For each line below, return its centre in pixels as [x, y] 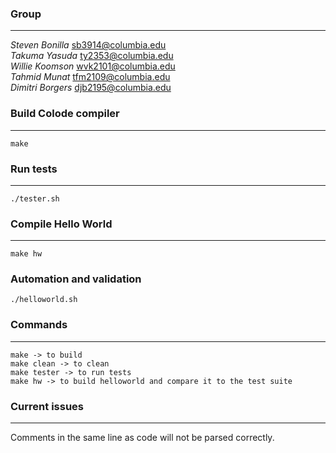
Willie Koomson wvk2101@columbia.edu [93, 66]
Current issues [47, 406]
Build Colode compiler [65, 114]
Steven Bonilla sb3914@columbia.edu [88, 45]
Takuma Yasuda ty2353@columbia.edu [92, 56]
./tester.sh [35, 198]
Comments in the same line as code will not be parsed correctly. [142, 438]
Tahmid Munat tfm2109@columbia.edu [90, 77]
